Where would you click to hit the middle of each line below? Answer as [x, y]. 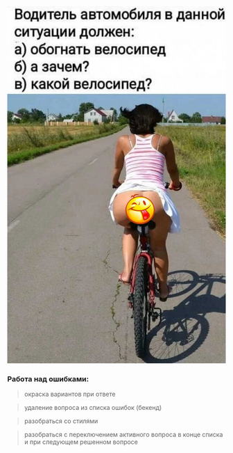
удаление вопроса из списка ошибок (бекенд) [93, 408]
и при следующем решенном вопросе [81, 442]
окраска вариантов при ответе [70, 394]
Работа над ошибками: [48, 379]
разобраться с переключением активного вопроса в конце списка [123, 435]
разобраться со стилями [61, 421]
